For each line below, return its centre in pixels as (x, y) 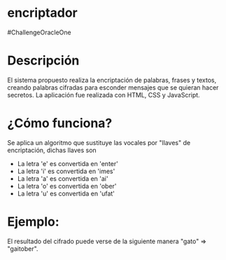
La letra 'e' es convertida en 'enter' (68, 163)
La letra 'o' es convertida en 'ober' (67, 186)
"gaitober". (23, 248)
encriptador (43, 13)
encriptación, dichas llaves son (52, 150)
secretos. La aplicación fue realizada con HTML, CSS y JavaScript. (104, 95)
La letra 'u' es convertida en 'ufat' (66, 193)
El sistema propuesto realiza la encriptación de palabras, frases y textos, (112, 80)
